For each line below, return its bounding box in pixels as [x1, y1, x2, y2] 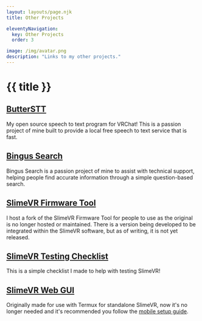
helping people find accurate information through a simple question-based [6, 173, 193, 181]
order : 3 [12, 37, 34, 43]
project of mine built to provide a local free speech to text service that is [6, 126, 187, 134]
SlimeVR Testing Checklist [6, 251, 108, 261]
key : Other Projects [12, 31, 64, 37]
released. [6, 233, 30, 241]
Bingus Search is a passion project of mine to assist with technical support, [6, 167, 195, 175]
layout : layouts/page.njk [6, 9, 72, 15]
